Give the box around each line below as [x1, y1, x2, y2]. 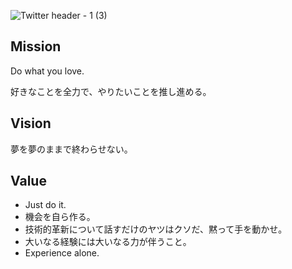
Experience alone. [24, 247, 100, 259]
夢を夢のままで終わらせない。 [10, 143, 133, 155]
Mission [10, 38, 62, 55]
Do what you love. [10, 65, 85, 77]
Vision [10, 115, 52, 132]
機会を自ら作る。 [24, 211, 96, 223]
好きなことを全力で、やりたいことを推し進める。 [10, 85, 212, 97]
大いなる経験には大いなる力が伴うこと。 [24, 236, 192, 248]
